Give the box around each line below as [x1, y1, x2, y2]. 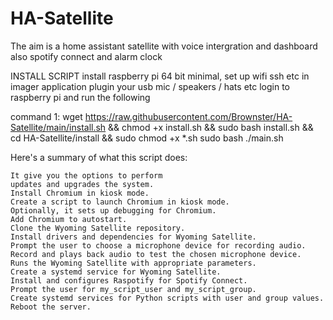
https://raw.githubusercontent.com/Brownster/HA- [84, 110, 293, 122]
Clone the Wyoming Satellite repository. [10, 223, 186, 233]
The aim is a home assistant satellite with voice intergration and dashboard [10, 40, 318, 52]
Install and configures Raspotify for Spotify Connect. [10, 275, 248, 286]
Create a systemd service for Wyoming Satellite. [10, 267, 222, 277]
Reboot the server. [10, 302, 92, 312]
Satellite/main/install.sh [10, 121, 107, 133]
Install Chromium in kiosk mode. [10, 188, 150, 198]
